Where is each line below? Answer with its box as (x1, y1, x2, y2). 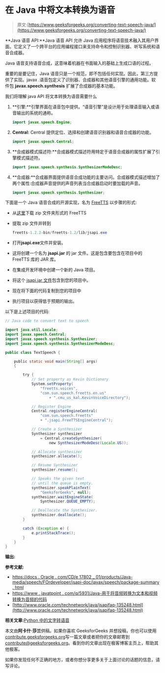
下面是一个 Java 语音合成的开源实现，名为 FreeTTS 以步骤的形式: (5, 200, 137, 206)
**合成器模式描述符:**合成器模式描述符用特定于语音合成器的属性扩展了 (12, 149, 156, 154)
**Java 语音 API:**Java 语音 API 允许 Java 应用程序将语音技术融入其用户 (5, 37, 155, 43)
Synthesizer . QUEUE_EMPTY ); (40, 499, 96, 504)
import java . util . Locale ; (5, 328, 58, 333)
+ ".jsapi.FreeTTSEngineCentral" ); (40, 418, 113, 423)
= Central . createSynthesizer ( (40, 436, 102, 441)
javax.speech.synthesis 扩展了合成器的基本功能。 (14, 83, 118, 89)
